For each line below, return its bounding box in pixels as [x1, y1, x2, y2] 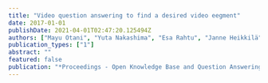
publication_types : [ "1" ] [8, 41, 94, 49]
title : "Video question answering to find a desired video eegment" [8, 11, 241, 20]
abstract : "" [8, 48, 52, 56]
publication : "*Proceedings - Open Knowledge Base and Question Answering [8, 63, 262, 71]
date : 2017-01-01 [8, 19, 66, 27]
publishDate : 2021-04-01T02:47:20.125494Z [8, 26, 152, 34]
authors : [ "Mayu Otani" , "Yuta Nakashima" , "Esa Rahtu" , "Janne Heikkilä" [8, 33, 262, 42]
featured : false [8, 56, 62, 64]
